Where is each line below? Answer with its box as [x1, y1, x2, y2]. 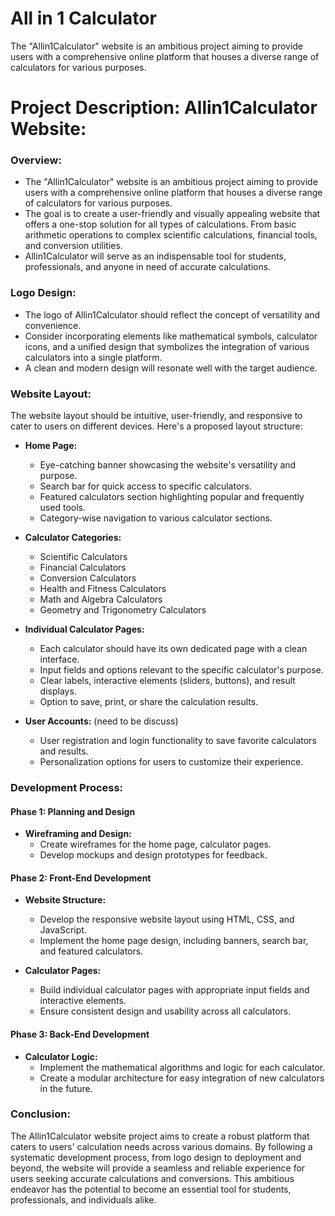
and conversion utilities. [24, 240, 123, 252]
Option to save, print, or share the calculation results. [39, 696, 259, 708]
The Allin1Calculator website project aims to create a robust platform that [10, 1130, 310, 1142]
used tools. [39, 502, 86, 514]
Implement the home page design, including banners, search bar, [39, 935, 309, 947]
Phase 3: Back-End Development [10, 1028, 150, 1040]
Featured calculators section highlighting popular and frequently [39, 491, 305, 503]
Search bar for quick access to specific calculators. [39, 480, 252, 492]
